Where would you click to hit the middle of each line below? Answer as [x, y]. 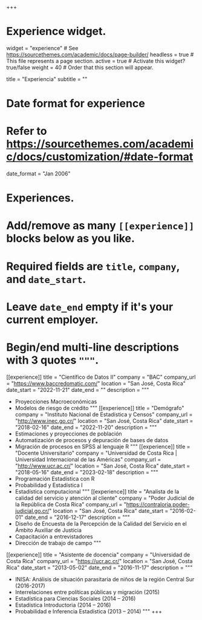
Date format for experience [76, 104]
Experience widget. [56, 31]
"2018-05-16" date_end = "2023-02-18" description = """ [86, 472]
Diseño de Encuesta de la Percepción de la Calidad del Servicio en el [101, 523]
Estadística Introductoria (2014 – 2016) [63, 605]
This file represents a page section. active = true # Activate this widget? [96, 60]
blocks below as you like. [70, 239]
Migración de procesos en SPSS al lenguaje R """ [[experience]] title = [103, 446]
